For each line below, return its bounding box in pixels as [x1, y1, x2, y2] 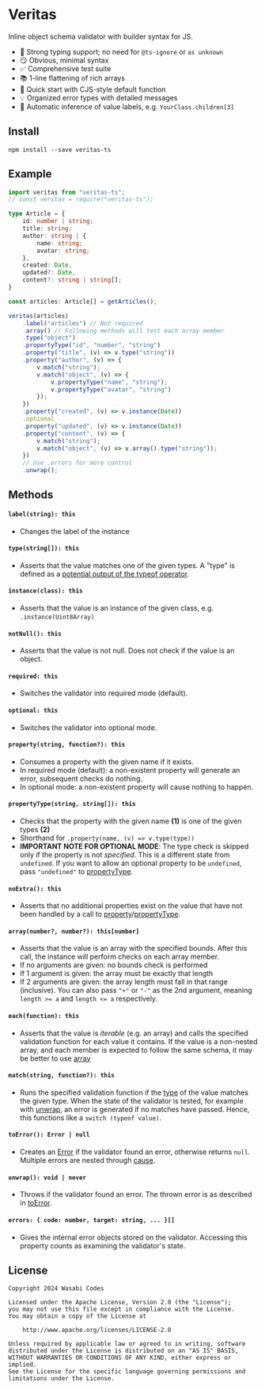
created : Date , [22, 261, 73, 270]
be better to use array [19, 1054, 91, 1063]
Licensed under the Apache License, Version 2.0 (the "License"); [8, 1299, 232, 1307]
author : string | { [22, 232, 87, 240]
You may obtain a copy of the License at [8, 1312, 147, 1320]
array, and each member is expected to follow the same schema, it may [19, 1045, 253, 1054]
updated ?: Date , [22, 269, 77, 277]
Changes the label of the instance [19, 526, 131, 536]
